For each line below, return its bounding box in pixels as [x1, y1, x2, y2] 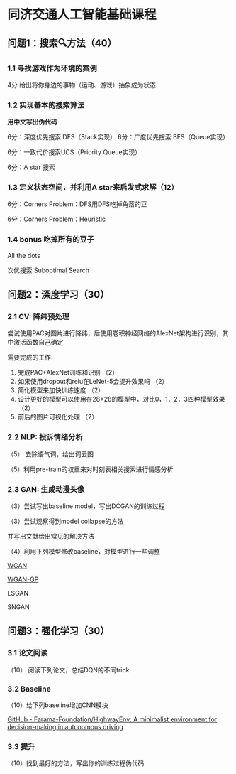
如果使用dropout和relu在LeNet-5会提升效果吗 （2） [17, 377, 169, 386]
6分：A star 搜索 [7, 163, 55, 171]
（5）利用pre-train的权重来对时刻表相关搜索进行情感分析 [7, 465, 174, 473]
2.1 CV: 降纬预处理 [7, 312, 69, 322]
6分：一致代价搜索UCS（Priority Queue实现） [7, 148, 142, 156]
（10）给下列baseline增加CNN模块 [7, 701, 108, 709]
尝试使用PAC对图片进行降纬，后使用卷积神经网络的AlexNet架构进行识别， [7, 329, 223, 338]
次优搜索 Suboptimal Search [7, 266, 90, 274]
